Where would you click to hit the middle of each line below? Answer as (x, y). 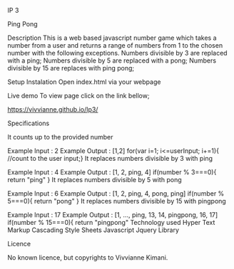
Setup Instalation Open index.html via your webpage (84, 82)
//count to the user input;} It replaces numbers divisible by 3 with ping (110, 158)
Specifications (29, 123)
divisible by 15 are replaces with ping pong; (71, 68)
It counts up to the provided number (60, 137)
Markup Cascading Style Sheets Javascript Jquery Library (93, 230)
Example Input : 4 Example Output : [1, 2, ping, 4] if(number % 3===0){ (112, 172)
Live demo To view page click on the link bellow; (78, 96)
